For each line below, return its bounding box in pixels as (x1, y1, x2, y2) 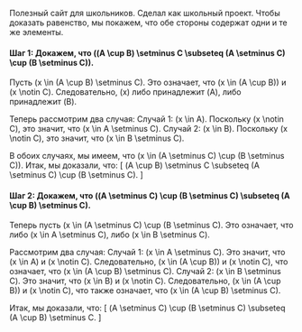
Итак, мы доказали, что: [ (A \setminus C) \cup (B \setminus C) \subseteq (9, 302, 286, 314)
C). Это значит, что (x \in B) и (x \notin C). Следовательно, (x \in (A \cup (9, 275, 281, 287)
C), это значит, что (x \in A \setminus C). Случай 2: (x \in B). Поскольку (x (9, 124, 288, 134)
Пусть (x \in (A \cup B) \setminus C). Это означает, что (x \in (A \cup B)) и (9, 77, 287, 88)
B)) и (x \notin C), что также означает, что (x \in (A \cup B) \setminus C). (9, 285, 281, 296)
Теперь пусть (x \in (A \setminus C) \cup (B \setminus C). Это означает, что (9, 220, 294, 231)
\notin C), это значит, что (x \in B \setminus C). (9, 133, 185, 143)
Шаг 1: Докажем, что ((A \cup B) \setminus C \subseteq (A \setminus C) (9, 47, 286, 58)
